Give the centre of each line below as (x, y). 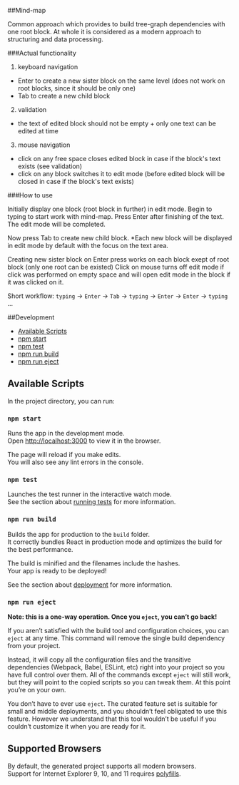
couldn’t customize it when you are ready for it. (77, 726)
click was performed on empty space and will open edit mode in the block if (119, 275)
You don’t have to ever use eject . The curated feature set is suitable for (112, 704)
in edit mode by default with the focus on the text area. (88, 246)
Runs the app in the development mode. (66, 433)
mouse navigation (44, 145)
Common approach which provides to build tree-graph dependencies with (116, 24)
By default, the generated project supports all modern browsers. (102, 766)
